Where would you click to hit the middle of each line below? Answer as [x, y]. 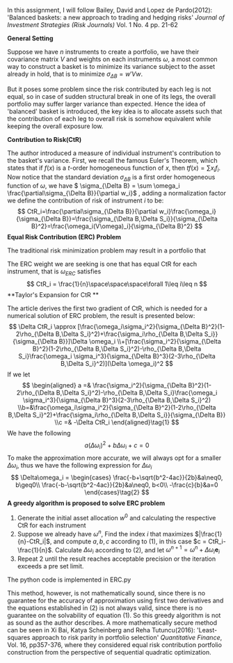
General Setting [30, 38]
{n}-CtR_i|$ [34, 541]
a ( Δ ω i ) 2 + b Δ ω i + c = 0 [117, 445]
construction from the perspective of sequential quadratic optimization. [110, 653]
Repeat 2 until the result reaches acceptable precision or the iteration [116, 559]
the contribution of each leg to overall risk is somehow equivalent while [109, 118]
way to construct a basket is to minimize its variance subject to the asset [111, 66]
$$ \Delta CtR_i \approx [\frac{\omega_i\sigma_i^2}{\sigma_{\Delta [104, 327]
